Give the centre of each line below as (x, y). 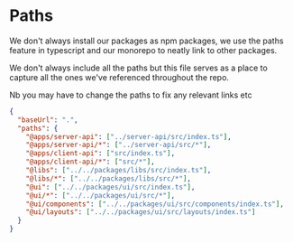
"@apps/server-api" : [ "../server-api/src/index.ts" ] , (128, 136)
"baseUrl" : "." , (48, 120)
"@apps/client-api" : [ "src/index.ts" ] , (101, 154)
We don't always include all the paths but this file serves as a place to (138, 68)
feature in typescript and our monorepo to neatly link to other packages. (143, 50)
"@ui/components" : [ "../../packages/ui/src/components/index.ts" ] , (155, 204)
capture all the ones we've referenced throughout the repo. (119, 77)
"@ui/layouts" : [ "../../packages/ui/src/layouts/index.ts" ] (141, 212)
